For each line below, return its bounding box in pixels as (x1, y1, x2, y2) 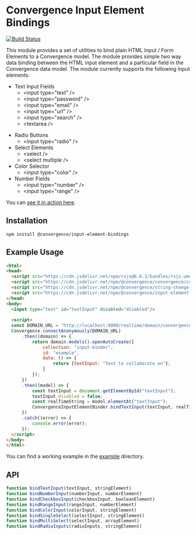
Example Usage (6, 247, 64, 258)
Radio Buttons (14, 131, 48, 138)
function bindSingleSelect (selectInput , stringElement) (6, 513, 145, 519)
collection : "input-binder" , (43, 344, 114, 350)
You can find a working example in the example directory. (6, 453, 145, 460)
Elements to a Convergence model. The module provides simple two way (6, 53, 182, 60)
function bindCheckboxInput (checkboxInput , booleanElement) (6, 496, 156, 502)
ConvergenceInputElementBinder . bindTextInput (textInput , (32, 404, 174, 410)
